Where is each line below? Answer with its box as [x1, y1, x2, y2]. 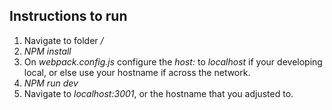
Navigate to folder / [23, 34, 104, 46]
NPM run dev [23, 77, 79, 89]
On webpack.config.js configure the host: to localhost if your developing [23, 55, 323, 68]
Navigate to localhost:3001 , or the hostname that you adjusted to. [23, 87, 294, 99]
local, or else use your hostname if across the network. [23, 66, 251, 78]
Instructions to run [9, 8, 128, 25]
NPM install [23, 45, 72, 57]
